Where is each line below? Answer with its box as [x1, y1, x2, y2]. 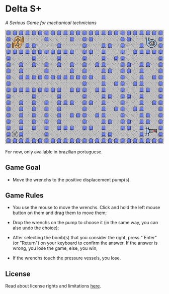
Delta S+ [5, 3, 42, 15]
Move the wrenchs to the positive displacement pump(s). [12, 176, 131, 182]
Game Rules [5, 191, 44, 200]
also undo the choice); [12, 225, 59, 231]
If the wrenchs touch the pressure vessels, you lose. [12, 255, 121, 261]
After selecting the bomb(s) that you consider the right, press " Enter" [12, 235, 157, 241]
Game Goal [5, 163, 41, 172]
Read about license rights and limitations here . [5, 283, 102, 289]
